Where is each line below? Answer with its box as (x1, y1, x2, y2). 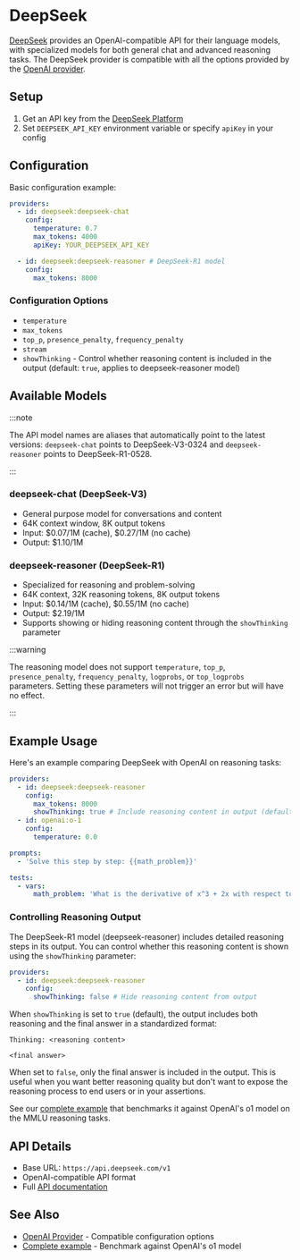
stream (21, 345, 47, 354)
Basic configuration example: (9, 182, 117, 192)
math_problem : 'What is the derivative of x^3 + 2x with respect (32, 890, 281, 899)
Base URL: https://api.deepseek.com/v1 (21, 1162, 171, 1172)
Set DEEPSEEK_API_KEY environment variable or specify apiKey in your (21, 123, 274, 133)
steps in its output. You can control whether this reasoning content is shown (9, 941, 289, 951)
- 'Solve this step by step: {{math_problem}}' (17, 857, 198, 866)
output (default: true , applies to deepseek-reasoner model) (21, 362, 241, 373)
